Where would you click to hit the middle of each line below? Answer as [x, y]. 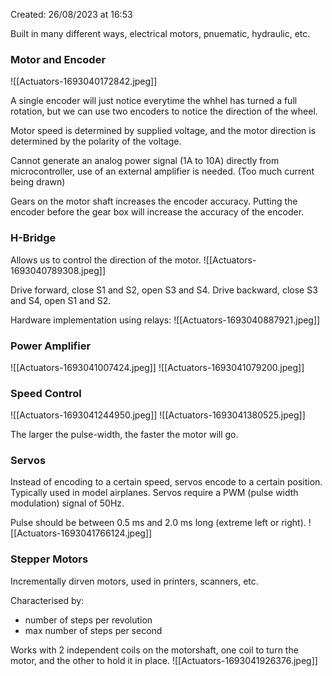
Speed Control [46, 393]
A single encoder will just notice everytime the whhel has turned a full [154, 101]
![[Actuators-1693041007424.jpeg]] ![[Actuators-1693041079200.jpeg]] [157, 367]
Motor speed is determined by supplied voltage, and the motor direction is [163, 131]
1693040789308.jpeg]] [58, 270]
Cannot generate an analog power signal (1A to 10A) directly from [145, 161]
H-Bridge [33, 238]
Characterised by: [47, 600]
